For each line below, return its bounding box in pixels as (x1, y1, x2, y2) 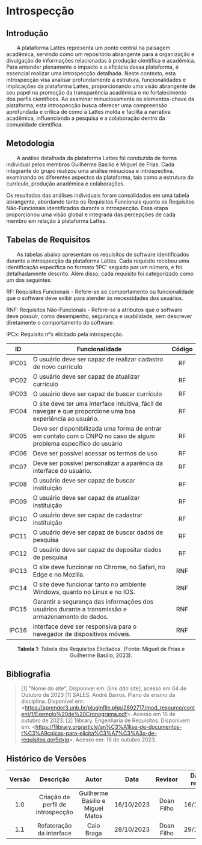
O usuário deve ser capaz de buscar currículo (32, 390, 162, 398)
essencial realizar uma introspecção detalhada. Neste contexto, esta (6, 70, 176, 76)
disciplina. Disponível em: (20, 697, 85, 705)
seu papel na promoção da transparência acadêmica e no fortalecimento (6, 89, 186, 96)
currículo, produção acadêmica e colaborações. (6, 179, 125, 187)
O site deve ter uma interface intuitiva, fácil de (32, 399, 163, 408)
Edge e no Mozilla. (32, 570, 85, 579)
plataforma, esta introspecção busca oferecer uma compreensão (6, 102, 168, 109)
